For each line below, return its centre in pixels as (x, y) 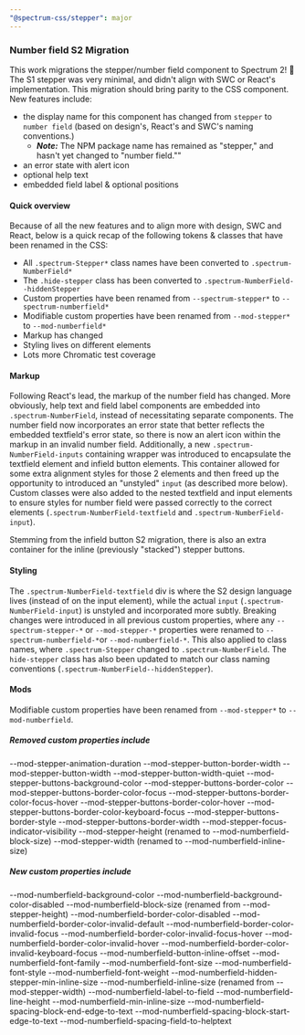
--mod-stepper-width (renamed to (118, 840)
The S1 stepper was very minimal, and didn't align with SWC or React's (142, 79)
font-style (28, 972)
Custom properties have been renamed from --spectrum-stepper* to (151, 299)
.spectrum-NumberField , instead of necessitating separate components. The (152, 416)
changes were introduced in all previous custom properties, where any (142, 620)
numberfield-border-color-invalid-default (87, 924)
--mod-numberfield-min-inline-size (118, 1001)
